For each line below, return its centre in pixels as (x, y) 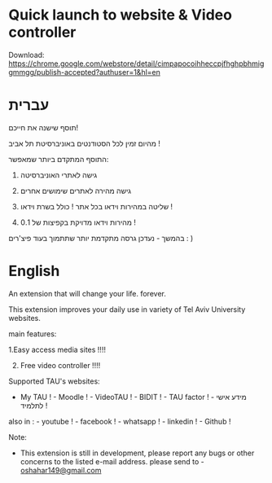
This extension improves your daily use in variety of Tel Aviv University (127, 309)
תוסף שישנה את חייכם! (44, 127)
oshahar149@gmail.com (61, 470)
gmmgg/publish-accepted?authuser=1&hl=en (85, 72)
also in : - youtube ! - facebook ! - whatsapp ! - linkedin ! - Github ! (120, 421)
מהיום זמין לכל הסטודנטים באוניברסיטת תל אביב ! (85, 143)
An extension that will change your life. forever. (88, 293)
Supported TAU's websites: (54, 381)
